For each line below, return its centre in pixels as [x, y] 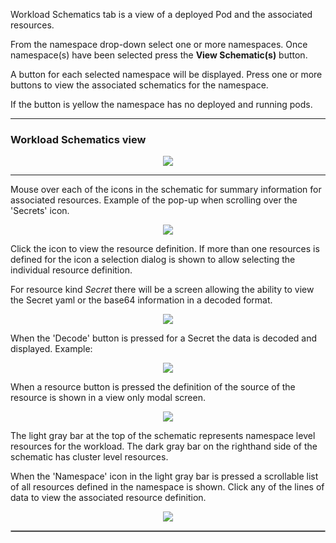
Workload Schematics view [78, 139]
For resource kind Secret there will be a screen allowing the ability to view [162, 290]
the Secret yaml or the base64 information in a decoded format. [141, 300]
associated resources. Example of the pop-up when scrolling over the [154, 200]
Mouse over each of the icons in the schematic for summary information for [166, 190]
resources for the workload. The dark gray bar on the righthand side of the [164, 446]
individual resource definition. [71, 270]
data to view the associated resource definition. [108, 498]
